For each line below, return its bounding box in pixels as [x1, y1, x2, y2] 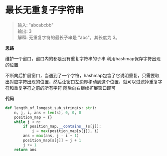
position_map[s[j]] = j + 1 [23, 138, 81, 143]
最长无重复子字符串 [5, 4, 84, 16]
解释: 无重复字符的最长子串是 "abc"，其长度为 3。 [17, 34, 120, 40]
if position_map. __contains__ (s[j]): [23, 124, 101, 129]
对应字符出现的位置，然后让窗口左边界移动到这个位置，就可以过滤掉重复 [9, 78, 158, 85]
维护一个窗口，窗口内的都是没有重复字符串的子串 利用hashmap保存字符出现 [5, 55, 161, 61]
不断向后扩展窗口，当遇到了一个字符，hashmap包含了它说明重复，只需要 [5, 72, 156, 78]
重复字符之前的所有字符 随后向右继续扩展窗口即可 [13, 85, 116, 91]
